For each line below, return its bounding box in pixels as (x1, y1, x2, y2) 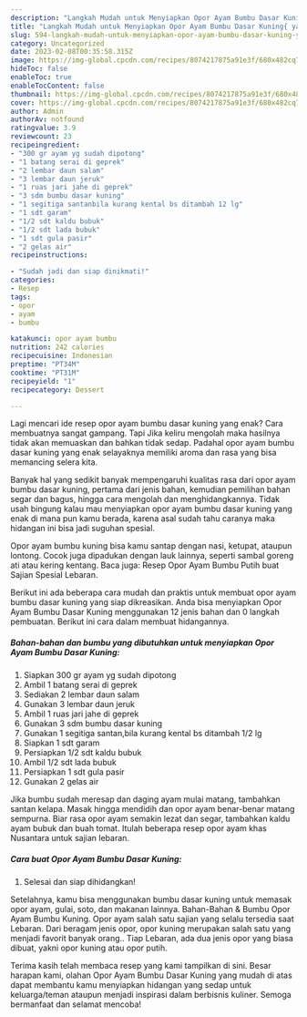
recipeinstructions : (10, 251, 89, 260)
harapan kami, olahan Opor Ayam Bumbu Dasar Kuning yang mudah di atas (10, 970, 292, 981)
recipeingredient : (10, 140, 80, 149)
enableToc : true (10, 73, 72, 82)
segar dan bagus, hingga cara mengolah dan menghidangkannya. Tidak (10, 494, 281, 505)
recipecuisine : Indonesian (10, 352, 113, 361)
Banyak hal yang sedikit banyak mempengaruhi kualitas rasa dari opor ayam (10, 475, 296, 486)
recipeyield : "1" (10, 376, 77, 385)
